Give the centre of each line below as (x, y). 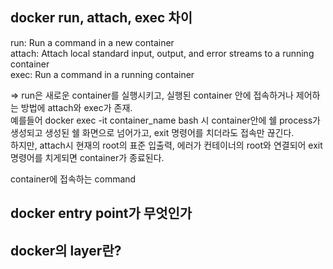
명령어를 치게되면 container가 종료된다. (87, 157)
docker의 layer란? (66, 250)
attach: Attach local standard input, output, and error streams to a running (162, 53)
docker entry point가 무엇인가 (101, 213)
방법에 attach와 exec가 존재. (76, 107)
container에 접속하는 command (73, 179)
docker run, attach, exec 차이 (101, 18)
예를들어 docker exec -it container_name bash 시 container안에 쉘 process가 (166, 120)
